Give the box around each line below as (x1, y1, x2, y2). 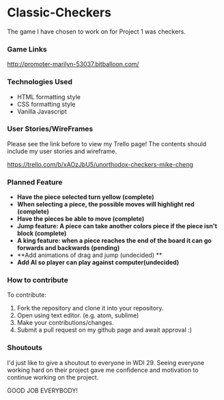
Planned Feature (7, 177, 63, 187)
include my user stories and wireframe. (7, 147, 117, 155)
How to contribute (7, 276, 68, 285)
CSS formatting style (16, 100, 76, 108)
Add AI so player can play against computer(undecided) (16, 258, 180, 267)
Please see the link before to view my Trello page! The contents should (7, 139, 207, 148)
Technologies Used (7, 77, 73, 87)
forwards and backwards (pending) (16, 244, 120, 252)
